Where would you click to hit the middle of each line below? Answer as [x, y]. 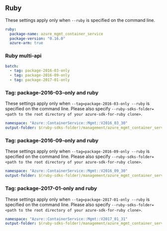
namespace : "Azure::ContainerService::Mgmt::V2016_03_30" [66, 123]
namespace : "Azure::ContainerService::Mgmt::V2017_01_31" [66, 219]
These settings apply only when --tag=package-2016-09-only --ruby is [78, 152]
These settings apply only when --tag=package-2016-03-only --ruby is [78, 103]
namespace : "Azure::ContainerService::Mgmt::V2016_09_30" [66, 171]
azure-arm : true [26, 43]
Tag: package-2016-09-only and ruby [52, 141]
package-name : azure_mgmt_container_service [56, 34]
